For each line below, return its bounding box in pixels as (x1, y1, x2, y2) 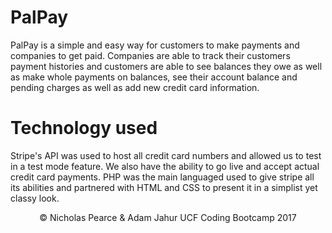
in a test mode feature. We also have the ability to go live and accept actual (10, 160, 320, 172)
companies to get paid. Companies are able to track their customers (10, 49, 291, 61)
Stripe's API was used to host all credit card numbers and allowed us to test (10, 149, 322, 161)
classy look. (10, 192, 60, 204)
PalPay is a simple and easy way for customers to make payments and (10, 39, 300, 51)
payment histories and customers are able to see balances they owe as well (10, 60, 323, 72)
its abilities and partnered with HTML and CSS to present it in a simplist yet (10, 181, 318, 193)
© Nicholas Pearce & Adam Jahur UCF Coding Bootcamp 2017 (39, 211, 297, 223)
